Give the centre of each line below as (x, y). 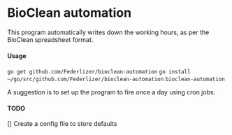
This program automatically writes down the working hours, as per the (108, 32)
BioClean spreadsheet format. (50, 39)
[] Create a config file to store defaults (62, 124)
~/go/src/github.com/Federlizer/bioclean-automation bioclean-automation (116, 79)
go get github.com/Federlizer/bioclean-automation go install (99, 72)
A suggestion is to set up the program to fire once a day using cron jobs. (111, 92)
